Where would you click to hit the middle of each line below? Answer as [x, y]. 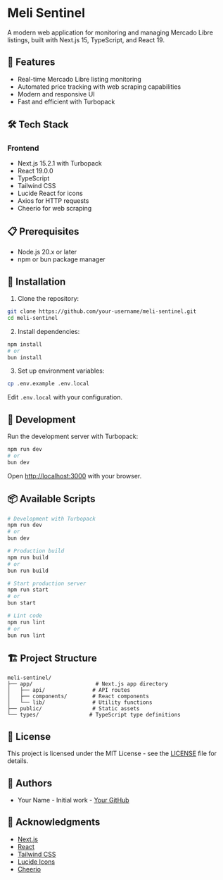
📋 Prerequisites [43, 231]
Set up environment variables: [61, 371]
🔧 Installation [37, 281]
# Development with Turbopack [52, 519]
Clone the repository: [48, 299]
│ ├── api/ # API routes [69, 690]
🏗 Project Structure [52, 658]
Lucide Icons [36, 862]
